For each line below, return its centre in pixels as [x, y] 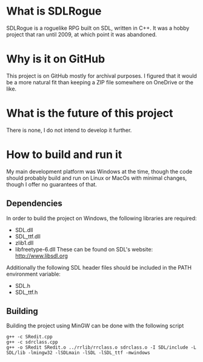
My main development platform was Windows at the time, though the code [99, 171]
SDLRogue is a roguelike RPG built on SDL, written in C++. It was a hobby [98, 28]
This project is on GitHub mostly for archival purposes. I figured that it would [101, 76]
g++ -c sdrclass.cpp [32, 342]
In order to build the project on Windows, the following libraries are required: [101, 218]
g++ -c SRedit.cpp [29, 337]
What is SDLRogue [54, 11]
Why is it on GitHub [56, 59]
